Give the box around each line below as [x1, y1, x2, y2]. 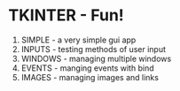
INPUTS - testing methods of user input [20, 43, 166, 54]
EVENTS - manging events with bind [20, 63, 154, 73]
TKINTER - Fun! [8, 5, 125, 26]
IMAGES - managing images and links [20, 72, 159, 82]
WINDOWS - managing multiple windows [20, 53, 172, 64]
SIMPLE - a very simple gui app [20, 34, 137, 45]
